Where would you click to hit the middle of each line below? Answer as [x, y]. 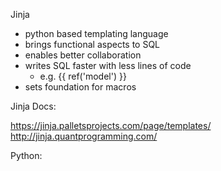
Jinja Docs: [33, 106]
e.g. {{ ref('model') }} [83, 76]
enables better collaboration [83, 55]
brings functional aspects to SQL [92, 44]
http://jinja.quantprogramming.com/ [84, 136]
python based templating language [96, 33]
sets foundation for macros [80, 87]
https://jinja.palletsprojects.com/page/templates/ [111, 125]
